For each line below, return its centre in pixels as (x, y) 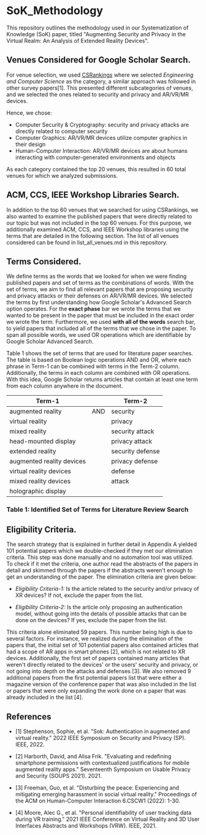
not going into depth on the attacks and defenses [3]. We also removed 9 (99, 671)
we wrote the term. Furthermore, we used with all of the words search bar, (101, 322)
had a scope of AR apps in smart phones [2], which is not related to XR (96, 652)
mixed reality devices (40, 481)
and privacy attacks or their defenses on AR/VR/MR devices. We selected (99, 296)
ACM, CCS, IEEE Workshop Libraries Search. (93, 195)
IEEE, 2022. (30, 744)
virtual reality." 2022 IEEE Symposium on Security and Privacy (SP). (100, 737)
